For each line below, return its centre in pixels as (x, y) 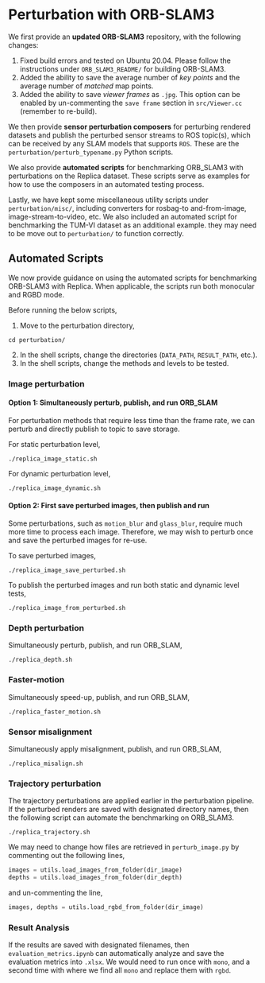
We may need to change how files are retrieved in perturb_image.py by (124, 847)
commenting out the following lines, (67, 856)
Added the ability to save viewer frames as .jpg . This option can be (130, 94)
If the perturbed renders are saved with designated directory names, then (129, 810)
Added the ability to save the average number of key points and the (130, 77)
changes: (23, 45)
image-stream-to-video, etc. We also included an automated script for (123, 216)
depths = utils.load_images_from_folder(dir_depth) (95, 878)
